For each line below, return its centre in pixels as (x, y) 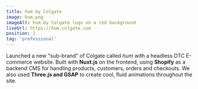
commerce (19, 62)
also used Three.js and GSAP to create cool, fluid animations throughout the (99, 75)
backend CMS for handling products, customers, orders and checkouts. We (98, 68)
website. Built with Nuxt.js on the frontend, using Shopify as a (110, 62)
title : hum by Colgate (34, 11)
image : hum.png (25, 17)
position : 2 (21, 34)
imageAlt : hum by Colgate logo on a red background (71, 22)
